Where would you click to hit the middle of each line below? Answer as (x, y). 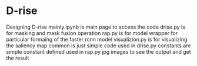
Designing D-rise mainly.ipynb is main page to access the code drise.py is (96, 27)
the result (18, 58)
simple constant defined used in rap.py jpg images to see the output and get (98, 51)
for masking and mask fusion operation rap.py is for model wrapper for (92, 33)
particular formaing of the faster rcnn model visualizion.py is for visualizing (97, 39)
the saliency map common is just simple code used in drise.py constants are (98, 46)
